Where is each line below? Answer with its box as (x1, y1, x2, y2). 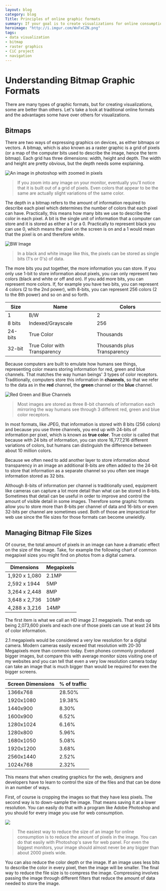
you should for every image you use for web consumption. (5, 810, 124, 816)
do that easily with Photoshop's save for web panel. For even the (17, 839, 149, 845)
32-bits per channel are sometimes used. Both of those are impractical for (5, 509, 156, 515)
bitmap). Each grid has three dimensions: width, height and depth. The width (5, 155, 161, 161)
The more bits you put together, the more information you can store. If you (5, 265, 157, 271)
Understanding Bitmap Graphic (5, 75, 135, 86)
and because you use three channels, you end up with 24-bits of (5, 427, 137, 433)
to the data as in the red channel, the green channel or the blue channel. (5, 382, 153, 388)
